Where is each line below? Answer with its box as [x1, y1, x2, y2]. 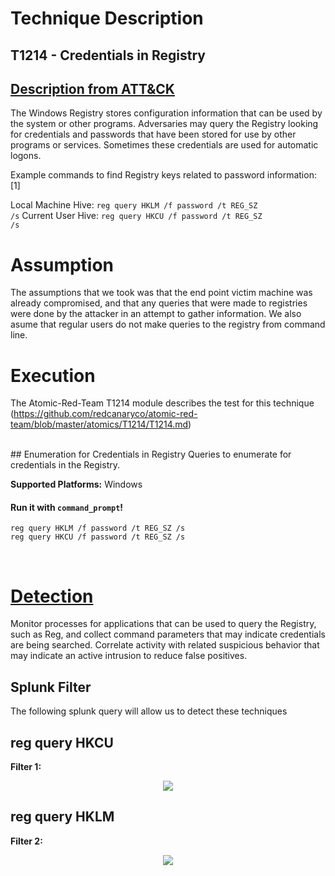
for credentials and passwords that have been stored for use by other [10, 128, 297, 141]
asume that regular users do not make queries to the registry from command [10, 318, 326, 331]
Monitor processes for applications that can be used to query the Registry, [10, 618, 317, 630]
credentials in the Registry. [10, 459, 120, 471]
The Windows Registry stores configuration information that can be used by [10, 107, 323, 119]
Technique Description [10, 7, 204, 30]
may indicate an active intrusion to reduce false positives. [10, 650, 248, 662]
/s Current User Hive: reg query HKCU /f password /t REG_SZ [10, 210, 263, 222]
